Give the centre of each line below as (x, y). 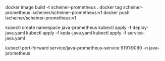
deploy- (141, 27)
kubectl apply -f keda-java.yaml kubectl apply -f (76, 33)
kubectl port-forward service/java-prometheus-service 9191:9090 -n (77, 48)
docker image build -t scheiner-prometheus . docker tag (64, 7)
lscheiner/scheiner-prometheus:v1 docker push (80, 12)
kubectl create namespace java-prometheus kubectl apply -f (68, 27)
